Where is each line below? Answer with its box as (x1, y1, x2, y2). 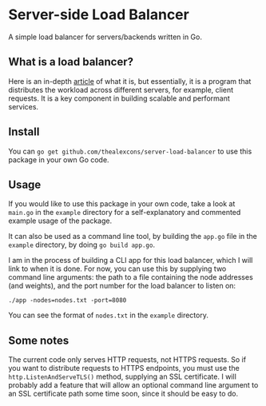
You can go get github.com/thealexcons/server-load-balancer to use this (8, 146, 252, 156)
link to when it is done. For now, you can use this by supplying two (8, 264, 227, 273)
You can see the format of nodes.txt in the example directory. (8, 310, 209, 320)
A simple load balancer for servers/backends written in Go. (8, 32, 202, 42)
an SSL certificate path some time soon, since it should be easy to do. (8, 389, 238, 399)
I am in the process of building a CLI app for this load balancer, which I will (8, 256, 253, 265)
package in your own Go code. (8, 154, 109, 165)
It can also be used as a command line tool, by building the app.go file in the (8, 232, 257, 241)
